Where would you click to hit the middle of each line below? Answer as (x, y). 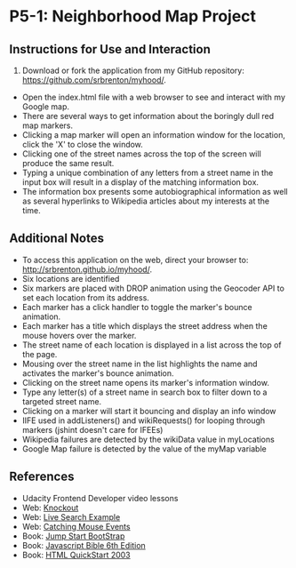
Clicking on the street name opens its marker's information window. (145, 382)
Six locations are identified (71, 278)
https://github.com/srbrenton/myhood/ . (94, 80)
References (42, 477)
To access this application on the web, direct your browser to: (135, 260)
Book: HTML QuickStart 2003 (76, 555)
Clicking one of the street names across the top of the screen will (142, 154)
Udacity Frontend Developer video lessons (100, 498)
